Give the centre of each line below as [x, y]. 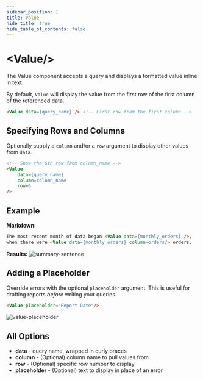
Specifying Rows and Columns [66, 131]
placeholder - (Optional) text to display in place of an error [89, 370]
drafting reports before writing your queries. [62, 294]
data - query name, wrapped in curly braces [71, 351]
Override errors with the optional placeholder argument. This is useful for [98, 288]
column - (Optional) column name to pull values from [82, 357]
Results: [17, 254]
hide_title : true [28, 23]
